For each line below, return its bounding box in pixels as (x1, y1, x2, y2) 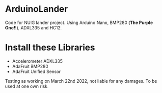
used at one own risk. (5, 83, 49, 89)
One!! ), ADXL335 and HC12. (5, 24, 62, 30)
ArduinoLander (5, 3, 68, 15)
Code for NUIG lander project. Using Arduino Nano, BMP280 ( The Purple (5, 20, 153, 25)
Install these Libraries (5, 42, 95, 53)
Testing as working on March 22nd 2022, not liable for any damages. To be (5, 78, 157, 84)
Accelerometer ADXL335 (12, 58, 63, 64)
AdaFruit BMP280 (12, 63, 48, 69)
